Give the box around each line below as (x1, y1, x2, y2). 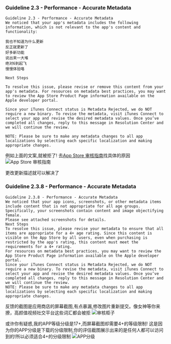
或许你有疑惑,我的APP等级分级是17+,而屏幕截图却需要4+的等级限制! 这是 (5, 320, 158, 327)
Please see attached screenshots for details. (5, 217, 106, 222)
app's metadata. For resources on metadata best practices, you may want (5, 89, 166, 94)
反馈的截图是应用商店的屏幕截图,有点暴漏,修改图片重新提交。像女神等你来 (5, 303, 161, 309)
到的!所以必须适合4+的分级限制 (5, 333, 71, 339)
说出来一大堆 (5, 55, 29, 61)
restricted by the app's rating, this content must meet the (5, 239, 139, 245)
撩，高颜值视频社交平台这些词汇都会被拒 (5, 310, 91, 316)
